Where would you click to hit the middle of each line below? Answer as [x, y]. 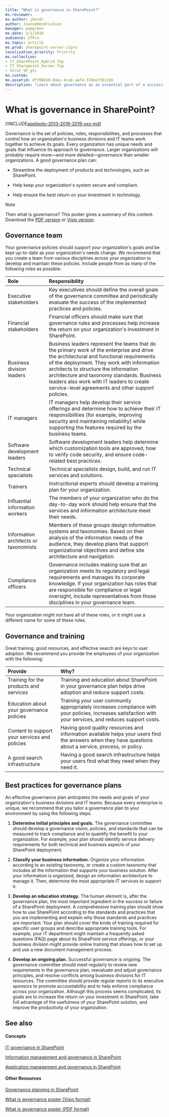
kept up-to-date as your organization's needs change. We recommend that [83, 253]
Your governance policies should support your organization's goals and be [82, 248]
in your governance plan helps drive [103, 686]
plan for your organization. [80, 490]
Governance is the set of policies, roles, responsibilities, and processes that [83, 133]
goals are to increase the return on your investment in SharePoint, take [86, 997]
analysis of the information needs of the [96, 538]
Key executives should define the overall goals [103, 290]
